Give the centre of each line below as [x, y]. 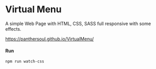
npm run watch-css [25, 62]
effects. [13, 29]
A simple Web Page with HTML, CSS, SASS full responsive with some [78, 24]
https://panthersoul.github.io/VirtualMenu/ [50, 39]
